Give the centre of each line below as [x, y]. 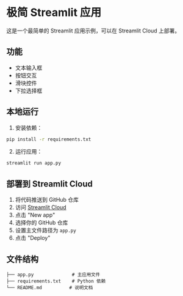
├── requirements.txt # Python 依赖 [56, 281]
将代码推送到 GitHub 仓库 [47, 200]
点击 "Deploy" [33, 238]
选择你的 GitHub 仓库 [41, 223]
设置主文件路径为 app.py [45, 231]
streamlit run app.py [34, 163]
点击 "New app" [35, 215]
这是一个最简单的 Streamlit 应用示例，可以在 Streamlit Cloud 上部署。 [93, 31]
